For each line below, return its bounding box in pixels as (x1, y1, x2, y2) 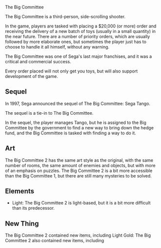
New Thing (5, 219, 39, 227)
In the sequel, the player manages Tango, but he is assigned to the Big (5, 120, 146, 125)
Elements (5, 187, 35, 196)
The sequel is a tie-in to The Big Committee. (5, 110, 94, 116)
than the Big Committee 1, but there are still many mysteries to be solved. (5, 173, 152, 178)
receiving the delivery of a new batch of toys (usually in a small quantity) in (5, 28, 156, 34)
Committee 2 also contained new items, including (5, 238, 104, 244)
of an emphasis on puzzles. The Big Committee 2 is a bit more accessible (5, 168, 153, 174)
